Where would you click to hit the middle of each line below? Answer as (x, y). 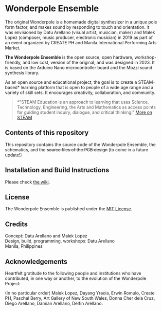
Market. (13, 48)
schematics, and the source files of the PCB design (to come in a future (77, 149)
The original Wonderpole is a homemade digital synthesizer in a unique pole (81, 22)
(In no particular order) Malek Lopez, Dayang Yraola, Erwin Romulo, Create (80, 293)
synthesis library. (22, 73)
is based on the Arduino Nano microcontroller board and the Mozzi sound (79, 67)
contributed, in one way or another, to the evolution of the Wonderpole (76, 278)
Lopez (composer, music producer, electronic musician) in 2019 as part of (79, 37)
